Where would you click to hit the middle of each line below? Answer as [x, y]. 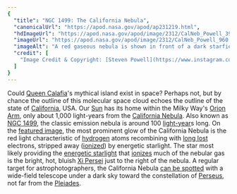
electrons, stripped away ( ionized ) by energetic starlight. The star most [110, 145]
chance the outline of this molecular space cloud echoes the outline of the [115, 100]
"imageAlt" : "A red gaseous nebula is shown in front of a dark [110, 47]
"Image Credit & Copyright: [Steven [74, 60]
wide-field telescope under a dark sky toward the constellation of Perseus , [116, 175]
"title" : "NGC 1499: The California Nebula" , [82, 20]
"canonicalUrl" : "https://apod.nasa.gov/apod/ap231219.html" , [107, 27]
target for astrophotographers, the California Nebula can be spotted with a [115, 168]
